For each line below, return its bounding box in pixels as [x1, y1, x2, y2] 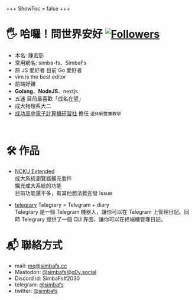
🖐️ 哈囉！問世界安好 [6, 28, 103, 41]
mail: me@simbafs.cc [14, 262, 67, 269]
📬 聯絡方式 [6, 239, 63, 252]
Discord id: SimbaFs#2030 [14, 275, 80, 282]
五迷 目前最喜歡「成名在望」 [14, 94, 84, 102]
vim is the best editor [14, 73, 66, 80]
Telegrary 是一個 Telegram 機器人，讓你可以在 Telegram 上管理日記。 [14, 208, 184, 215]
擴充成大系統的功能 [14, 182, 62, 189]
